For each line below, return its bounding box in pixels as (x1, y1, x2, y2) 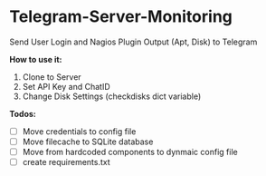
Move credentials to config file (22, 125, 137, 137)
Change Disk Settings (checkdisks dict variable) (22, 91, 202, 102)
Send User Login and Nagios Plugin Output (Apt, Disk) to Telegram (9, 36, 258, 47)
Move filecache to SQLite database (22, 136, 154, 147)
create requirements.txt (22, 157, 110, 168)
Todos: (9, 108, 36, 119)
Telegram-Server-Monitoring (9, 6, 233, 27)
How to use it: (9, 54, 62, 64)
